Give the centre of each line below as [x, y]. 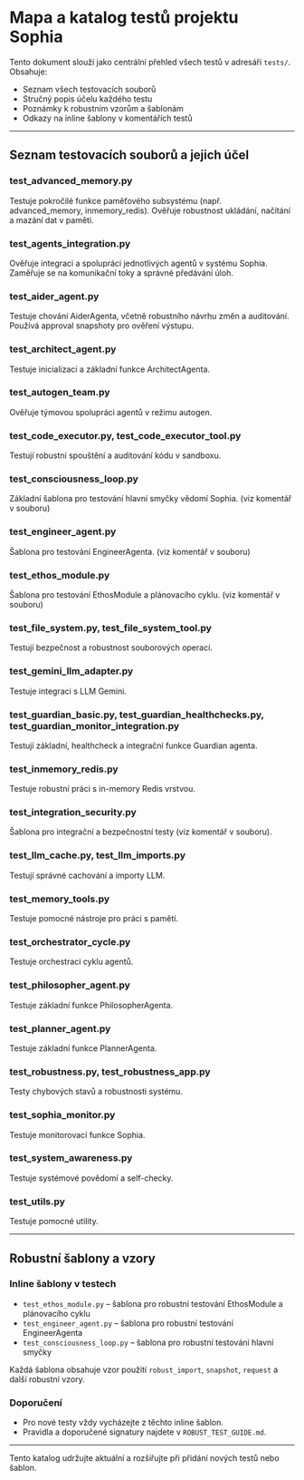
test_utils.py [38, 1202]
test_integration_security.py [73, 813]
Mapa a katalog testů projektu [124, 18]
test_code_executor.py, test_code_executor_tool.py [125, 435]
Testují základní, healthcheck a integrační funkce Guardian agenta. [133, 745]
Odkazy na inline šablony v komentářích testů [107, 118]
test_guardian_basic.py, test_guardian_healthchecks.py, [137, 715]
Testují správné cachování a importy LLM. [87, 875]
